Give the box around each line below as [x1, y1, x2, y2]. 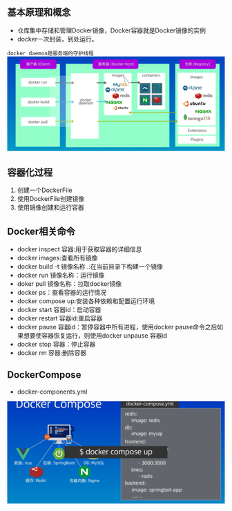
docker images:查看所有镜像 [17, 253, 98, 262]
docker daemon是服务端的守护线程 [7, 50, 95, 57]
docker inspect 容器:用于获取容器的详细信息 [17, 244, 142, 253]
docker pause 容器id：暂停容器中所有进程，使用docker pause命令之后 [17, 322, 217, 331]
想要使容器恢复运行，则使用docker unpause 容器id [23, 331, 168, 340]
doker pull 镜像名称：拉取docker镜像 [17, 279, 122, 288]
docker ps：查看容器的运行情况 [17, 288, 107, 296]
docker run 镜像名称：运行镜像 [17, 271, 105, 279]
